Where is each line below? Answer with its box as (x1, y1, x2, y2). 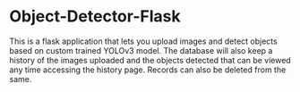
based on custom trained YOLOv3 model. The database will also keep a (9, 45, 273, 55)
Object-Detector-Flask (9, 6, 181, 27)
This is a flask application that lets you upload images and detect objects (9, 36, 278, 46)
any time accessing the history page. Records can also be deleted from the (9, 64, 287, 75)
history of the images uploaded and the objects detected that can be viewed (9, 54, 291, 65)
